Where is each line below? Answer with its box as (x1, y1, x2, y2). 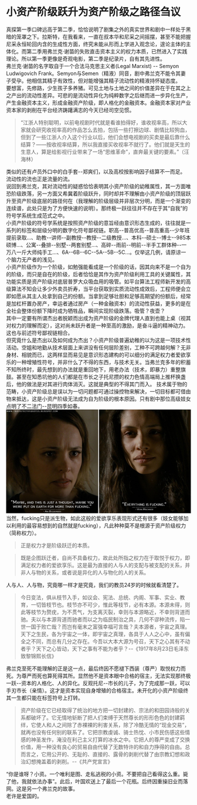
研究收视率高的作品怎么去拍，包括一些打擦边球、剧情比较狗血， (36, 126, 191, 133)
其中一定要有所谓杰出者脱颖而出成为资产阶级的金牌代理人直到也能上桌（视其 (6, 314, 191, 321)
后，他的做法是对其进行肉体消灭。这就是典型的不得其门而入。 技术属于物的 (6, 381, 188, 388)
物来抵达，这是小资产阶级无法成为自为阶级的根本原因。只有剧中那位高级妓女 (6, 395, 191, 402)
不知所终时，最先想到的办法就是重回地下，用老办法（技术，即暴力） (6, 366, 171, 373)
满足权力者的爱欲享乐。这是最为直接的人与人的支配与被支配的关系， (20, 562, 185, 569)
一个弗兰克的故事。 (31, 785, 78, 792)
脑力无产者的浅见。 (11, 256, 57, 263)
